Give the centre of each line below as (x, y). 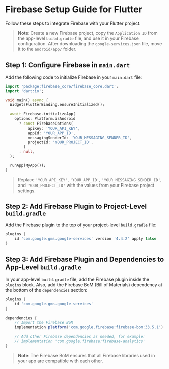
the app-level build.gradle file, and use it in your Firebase (78, 38)
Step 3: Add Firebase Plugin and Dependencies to (85, 259)
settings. (27, 191)
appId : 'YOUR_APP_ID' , (51, 133)
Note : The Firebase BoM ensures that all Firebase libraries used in (86, 355)
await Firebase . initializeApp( (43, 114)
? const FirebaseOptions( (46, 124)
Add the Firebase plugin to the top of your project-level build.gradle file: (81, 225)
